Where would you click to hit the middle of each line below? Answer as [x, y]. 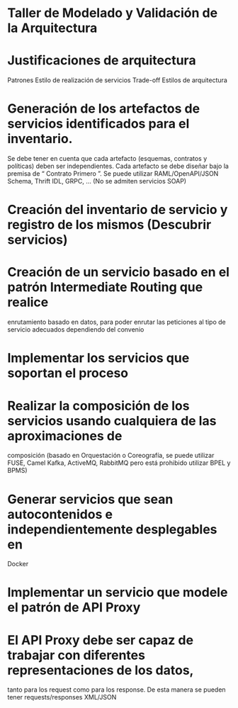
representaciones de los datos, [101, 670]
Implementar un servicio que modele [118, 592]
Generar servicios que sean [90, 499]
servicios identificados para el [98, 124]
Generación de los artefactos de [104, 109]
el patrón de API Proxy [74, 608]
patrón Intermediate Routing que [105, 287]
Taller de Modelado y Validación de [113, 13]
